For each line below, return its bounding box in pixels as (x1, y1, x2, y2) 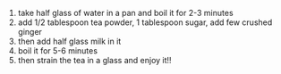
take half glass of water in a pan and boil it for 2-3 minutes (17, 8, 234, 18)
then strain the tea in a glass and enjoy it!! (17, 55, 172, 65)
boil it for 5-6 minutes (17, 45, 98, 56)
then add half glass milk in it (17, 36, 122, 46)
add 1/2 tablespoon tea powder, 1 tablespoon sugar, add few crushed (17, 17, 273, 28)
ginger (17, 27, 43, 37)
